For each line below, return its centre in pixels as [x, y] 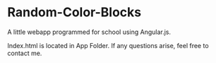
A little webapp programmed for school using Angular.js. [89, 32]
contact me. [25, 53]
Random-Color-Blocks [74, 12]
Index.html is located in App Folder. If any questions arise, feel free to [108, 45]
